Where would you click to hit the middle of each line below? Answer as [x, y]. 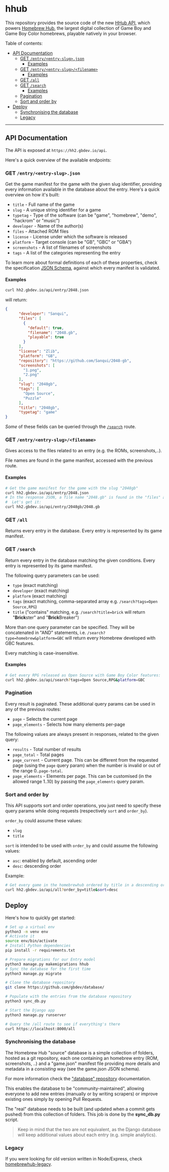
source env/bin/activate [31, 941]
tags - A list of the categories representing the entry [66, 253]
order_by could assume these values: [44, 821]
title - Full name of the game [44, 204]
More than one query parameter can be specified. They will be [70, 627]
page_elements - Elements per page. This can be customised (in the [82, 776]
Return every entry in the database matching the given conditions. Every [80, 560]
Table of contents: [24, 43]
